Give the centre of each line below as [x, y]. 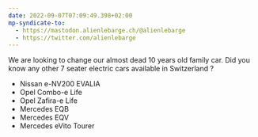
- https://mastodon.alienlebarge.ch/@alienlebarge [101, 30]
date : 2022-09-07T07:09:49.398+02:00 [70, 15]
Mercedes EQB [44, 109]
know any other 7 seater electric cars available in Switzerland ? [111, 69]
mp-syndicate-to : [37, 23]
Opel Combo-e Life [51, 93]
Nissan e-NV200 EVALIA [60, 84]
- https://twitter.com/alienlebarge [76, 38]
